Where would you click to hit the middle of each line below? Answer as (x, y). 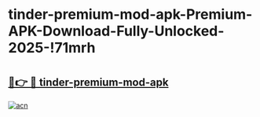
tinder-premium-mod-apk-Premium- (130, 15)
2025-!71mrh (52, 48)
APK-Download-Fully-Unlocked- (116, 31)
